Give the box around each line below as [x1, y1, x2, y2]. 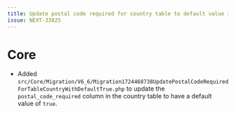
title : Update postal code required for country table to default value [7, 10, 225, 17]
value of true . [17, 99, 58, 108]
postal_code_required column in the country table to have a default [17, 92, 212, 100]
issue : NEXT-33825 [7, 17, 61, 24]
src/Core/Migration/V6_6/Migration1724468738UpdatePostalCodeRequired [17, 78, 229, 86]
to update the [126, 84, 165, 93]
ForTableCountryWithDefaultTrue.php [17, 86, 125, 93]
